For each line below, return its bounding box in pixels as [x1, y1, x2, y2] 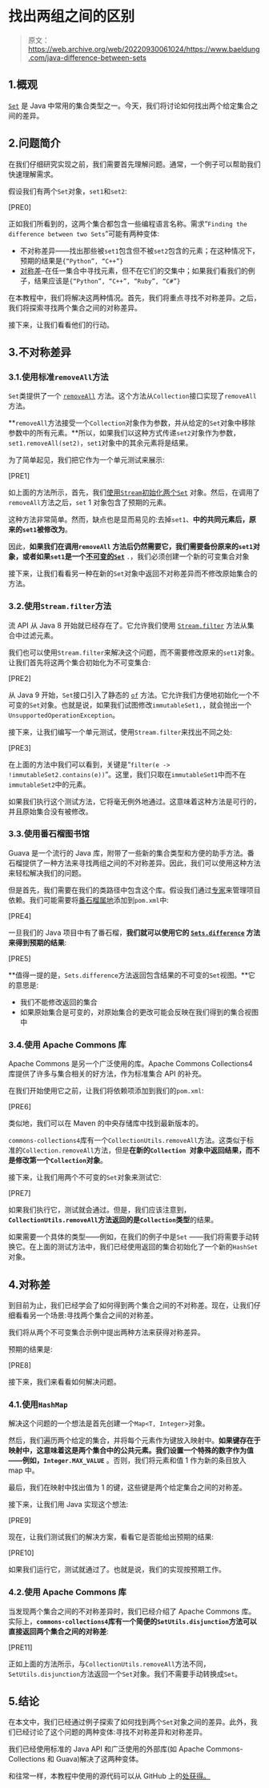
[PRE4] [8, 911, 32, 920]
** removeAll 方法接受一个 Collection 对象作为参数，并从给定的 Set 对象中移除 [8, 418, 256, 428]
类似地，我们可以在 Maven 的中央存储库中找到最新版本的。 [8, 1118, 203, 1129]
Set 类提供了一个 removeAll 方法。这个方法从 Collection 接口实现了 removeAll [8, 391, 257, 401]
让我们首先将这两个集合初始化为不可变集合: [8, 657, 151, 667]
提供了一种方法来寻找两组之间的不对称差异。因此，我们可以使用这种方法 [22, 858, 261, 868]
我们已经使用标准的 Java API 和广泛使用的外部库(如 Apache [8, 1744, 205, 1754]
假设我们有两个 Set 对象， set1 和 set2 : [8, 186, 127, 196]
